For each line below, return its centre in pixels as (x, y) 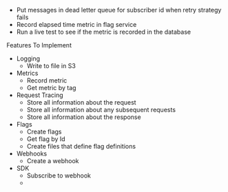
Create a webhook (53, 161)
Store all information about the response (84, 117)
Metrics (27, 73)
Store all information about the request (81, 102)
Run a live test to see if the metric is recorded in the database (103, 32)
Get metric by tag (51, 88)
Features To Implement (39, 45)
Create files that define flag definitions (81, 146)
